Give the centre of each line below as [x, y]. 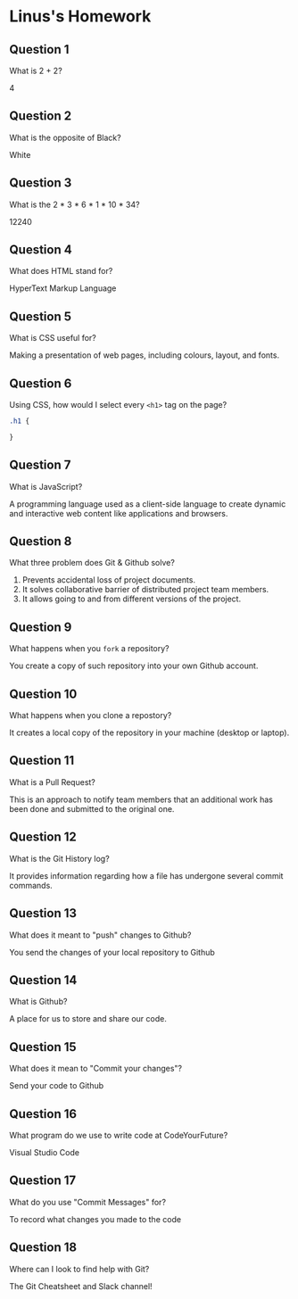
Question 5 [41, 316]
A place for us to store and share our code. [88, 1019]
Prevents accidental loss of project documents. [109, 580]
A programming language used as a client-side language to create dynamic [148, 504]
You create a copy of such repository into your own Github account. [134, 666]
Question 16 [43, 1114]
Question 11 [42, 761]
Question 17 [43, 1181]
